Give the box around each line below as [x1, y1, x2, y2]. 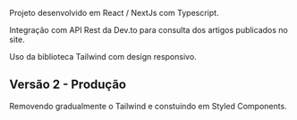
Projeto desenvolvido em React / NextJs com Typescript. [9, 8, 219, 18]
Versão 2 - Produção [9, 77, 127, 92]
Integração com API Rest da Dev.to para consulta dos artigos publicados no [9, 25, 288, 35]
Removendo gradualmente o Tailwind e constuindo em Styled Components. [9, 100, 288, 111]
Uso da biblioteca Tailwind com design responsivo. [9, 52, 197, 61]
